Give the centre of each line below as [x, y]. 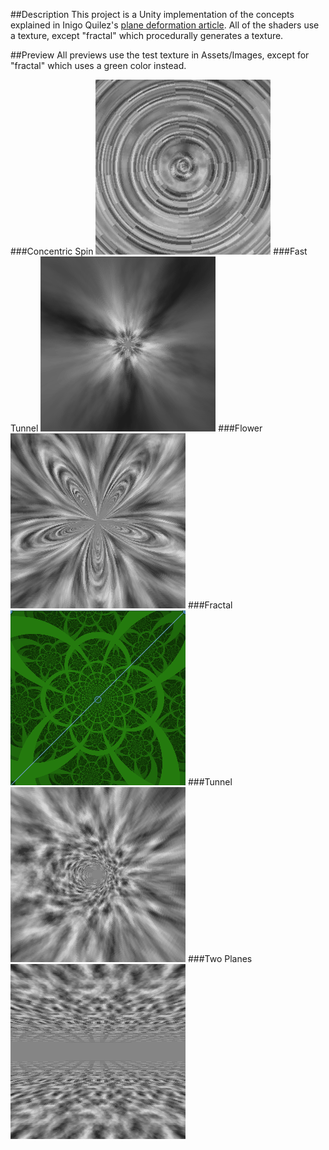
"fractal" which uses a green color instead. [98, 65]
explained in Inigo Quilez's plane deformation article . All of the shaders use [165, 25]
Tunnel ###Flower [136, 428]
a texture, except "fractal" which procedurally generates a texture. [147, 35]
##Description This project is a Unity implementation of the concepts [152, 14]
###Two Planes [220, 958]
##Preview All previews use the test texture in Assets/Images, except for [160, 55]
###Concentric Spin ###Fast [159, 251]
